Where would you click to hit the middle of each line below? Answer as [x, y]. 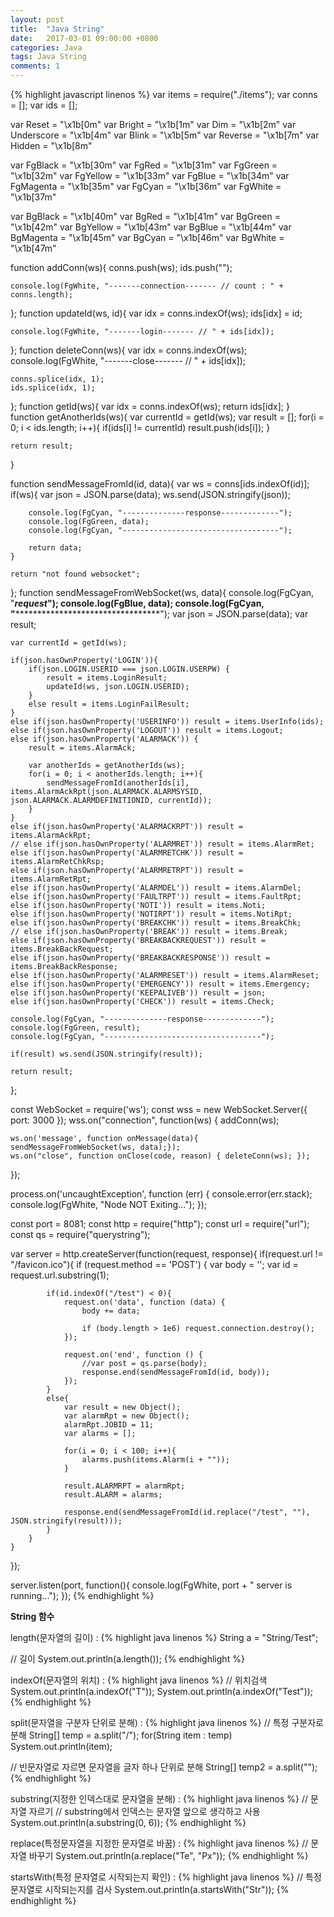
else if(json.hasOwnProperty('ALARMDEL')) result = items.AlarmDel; [156, 888]
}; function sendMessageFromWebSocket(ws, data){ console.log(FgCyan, [162, 592]
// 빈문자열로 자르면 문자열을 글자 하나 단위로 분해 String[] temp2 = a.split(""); [164, 1767]
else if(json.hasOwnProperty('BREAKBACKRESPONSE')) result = [140, 958]
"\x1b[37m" [33, 197]
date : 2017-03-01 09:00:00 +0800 [84, 38]
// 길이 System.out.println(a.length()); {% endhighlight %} [127, 1659]
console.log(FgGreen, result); [75, 1028]
